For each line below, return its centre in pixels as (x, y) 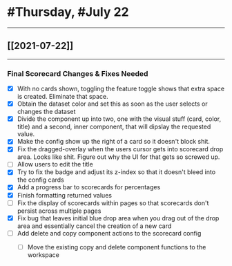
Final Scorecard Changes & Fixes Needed (78, 73)
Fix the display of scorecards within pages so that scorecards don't (113, 203)
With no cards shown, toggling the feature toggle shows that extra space (121, 89)
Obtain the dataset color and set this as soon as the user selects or (113, 104)
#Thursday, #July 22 (68, 12)
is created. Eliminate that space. (62, 97)
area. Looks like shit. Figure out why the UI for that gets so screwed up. (118, 157)
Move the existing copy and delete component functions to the (117, 247)
